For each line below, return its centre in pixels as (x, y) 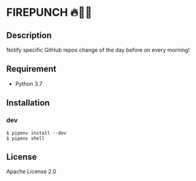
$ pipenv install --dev (37, 133)
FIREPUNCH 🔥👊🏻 (49, 12)
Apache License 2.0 (31, 172)
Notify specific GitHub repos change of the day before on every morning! (98, 50)
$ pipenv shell (26, 138)
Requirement (31, 69)
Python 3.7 (29, 83)
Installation (28, 103)
